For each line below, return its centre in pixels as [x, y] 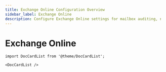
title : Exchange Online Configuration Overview [55, 10]
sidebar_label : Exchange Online [38, 14]
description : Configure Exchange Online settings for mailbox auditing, [82, 19]
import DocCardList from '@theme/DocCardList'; [55, 56]
